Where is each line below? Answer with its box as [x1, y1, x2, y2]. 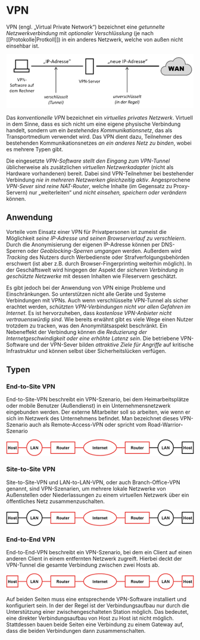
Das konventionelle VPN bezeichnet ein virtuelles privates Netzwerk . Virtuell [6, 114, 193, 121]
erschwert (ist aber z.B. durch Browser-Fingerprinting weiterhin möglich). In [6, 260, 192, 267]
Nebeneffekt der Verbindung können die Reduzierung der [6, 328, 148, 335]
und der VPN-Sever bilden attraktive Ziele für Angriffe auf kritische [29, 341, 194, 348]
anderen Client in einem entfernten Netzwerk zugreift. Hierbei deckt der [6, 555, 183, 563]
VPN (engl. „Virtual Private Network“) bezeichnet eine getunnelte [6, 23, 165, 30]
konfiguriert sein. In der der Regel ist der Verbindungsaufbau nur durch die [6, 602, 189, 609]
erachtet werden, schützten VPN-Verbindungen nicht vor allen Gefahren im [6, 303, 191, 310]
